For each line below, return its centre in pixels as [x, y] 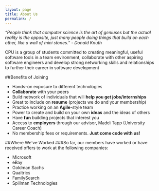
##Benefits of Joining [27, 77]
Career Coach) [27, 128]
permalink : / [18, 19]
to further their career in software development [52, 68]
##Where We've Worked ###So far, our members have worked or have [76, 143]
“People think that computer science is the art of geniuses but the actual [78, 33]
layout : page [18, 10]
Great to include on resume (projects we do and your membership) [79, 102]
